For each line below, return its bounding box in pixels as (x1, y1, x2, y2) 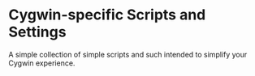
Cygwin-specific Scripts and (8, 6, 206, 24)
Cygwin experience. (8, 58, 76, 68)
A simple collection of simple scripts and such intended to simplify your (8, 49, 248, 59)
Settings (8, 23, 67, 41)
